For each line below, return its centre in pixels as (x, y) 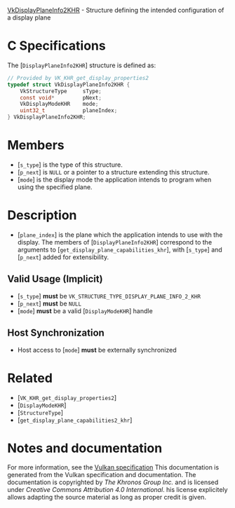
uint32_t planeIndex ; (69, 111)
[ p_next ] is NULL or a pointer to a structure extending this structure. (113, 172)
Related (30, 378)
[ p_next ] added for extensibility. (63, 257)
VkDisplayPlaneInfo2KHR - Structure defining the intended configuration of (116, 10)
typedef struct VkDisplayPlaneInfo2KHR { (69, 84)
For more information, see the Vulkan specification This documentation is (113, 467)
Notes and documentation (85, 448)
